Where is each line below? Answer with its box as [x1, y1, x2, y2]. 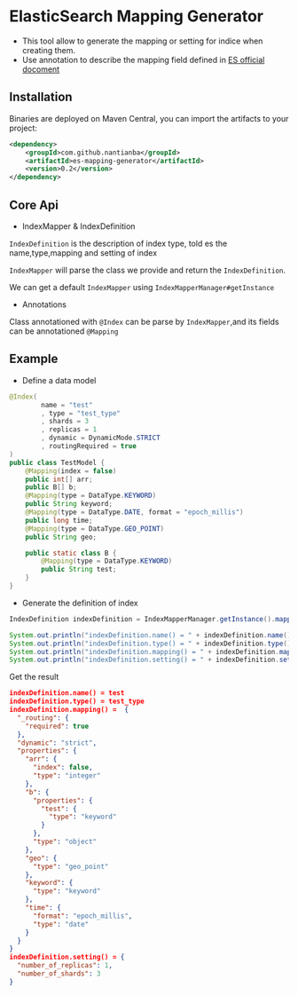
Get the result [9, 672, 59, 683]
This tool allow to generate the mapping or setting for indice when [21, 36, 263, 46]
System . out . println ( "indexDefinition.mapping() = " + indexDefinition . [9, 647, 279, 656]
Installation [9, 90, 73, 105]
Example [9, 351, 59, 367]
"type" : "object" [32, 837, 98, 846]
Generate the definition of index [21, 597, 139, 608]
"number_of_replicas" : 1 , [17, 961, 114, 970]
